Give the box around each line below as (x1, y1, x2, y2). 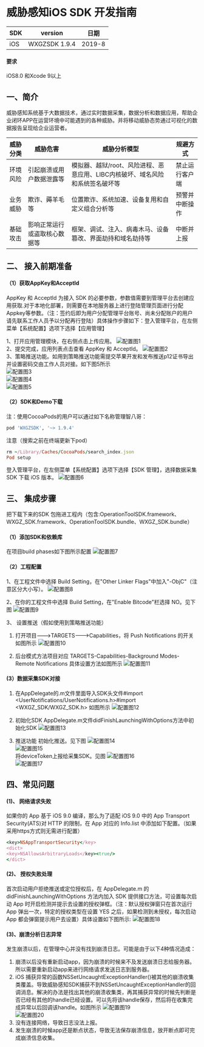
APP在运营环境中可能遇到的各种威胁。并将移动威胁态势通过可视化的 (22, 116, 192, 123)
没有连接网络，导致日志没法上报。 (15, 1019, 101, 1026)
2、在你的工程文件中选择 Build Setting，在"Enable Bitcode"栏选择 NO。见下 (6, 598, 196, 605)
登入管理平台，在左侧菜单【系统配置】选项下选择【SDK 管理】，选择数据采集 (6, 466, 197, 473)
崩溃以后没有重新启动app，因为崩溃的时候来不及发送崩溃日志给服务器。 (15, 958, 195, 965)
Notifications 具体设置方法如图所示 (35, 659, 123, 667)
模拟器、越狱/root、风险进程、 (71, 161, 158, 169)
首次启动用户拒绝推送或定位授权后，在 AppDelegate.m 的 (6, 885, 149, 892)
